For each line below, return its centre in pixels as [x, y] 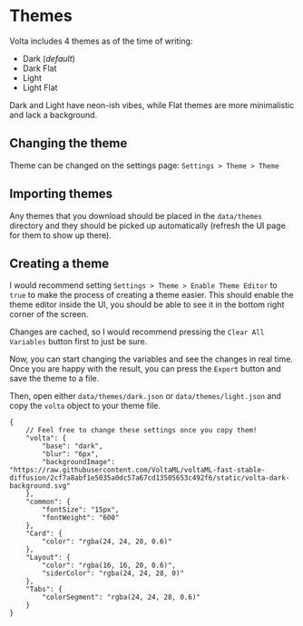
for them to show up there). [60, 235]
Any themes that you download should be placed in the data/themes [136, 215]
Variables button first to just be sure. [78, 342]
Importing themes [61, 194]
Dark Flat [39, 68]
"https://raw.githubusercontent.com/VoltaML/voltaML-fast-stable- [137, 470]
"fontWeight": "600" [81, 518]
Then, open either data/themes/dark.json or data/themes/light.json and [145, 396]
